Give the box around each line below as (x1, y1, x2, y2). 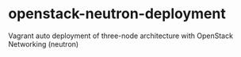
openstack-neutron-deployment (8, 5, 226, 23)
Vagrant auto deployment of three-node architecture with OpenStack (8, 31, 234, 40)
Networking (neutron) (8, 39, 79, 48)
